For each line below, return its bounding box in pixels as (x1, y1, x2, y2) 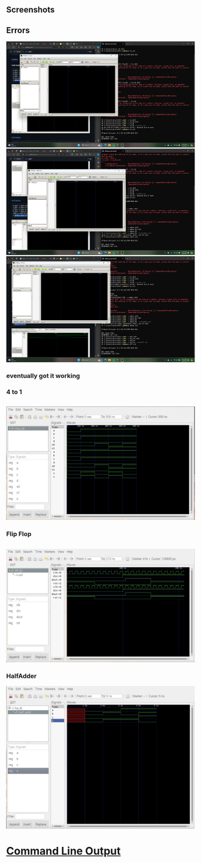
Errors (6, 25, 30, 35)
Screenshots (6, 5, 55, 15)
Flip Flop (6, 530, 32, 539)
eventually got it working (6, 371, 80, 380)
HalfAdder (6, 672, 37, 680)
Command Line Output (6, 844, 121, 858)
